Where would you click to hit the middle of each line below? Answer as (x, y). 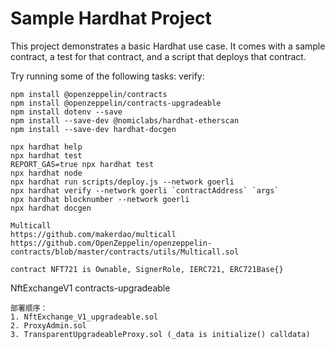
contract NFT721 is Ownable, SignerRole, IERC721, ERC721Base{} (147, 269)
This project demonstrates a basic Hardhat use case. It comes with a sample (168, 46)
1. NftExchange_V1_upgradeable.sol (84, 317)
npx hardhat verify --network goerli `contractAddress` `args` (145, 190)
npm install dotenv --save (66, 112)
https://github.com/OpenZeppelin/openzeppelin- (111, 243)
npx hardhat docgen (51, 208)
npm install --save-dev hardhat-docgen (93, 129)
